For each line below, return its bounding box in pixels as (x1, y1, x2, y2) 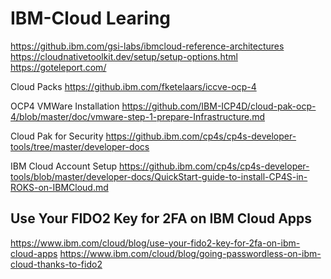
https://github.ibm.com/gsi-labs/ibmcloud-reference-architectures (10, 40, 285, 52)
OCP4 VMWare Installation (10, 100, 120, 112)
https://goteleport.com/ (10, 61, 107, 73)
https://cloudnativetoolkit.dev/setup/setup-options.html (10, 50, 238, 62)
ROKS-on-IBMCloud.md (10, 181, 109, 193)
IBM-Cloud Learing (10, 7, 172, 30)
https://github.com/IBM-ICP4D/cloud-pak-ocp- (121, 100, 317, 112)
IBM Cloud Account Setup (10, 160, 117, 172)
